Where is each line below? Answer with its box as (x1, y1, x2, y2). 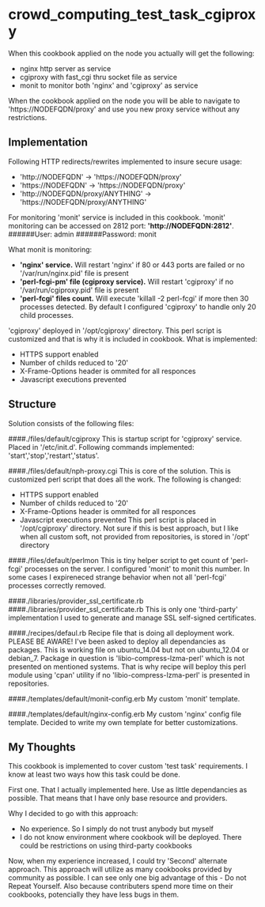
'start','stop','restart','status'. (8, 451, 100, 460)
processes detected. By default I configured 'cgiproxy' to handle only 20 (19, 302, 256, 312)
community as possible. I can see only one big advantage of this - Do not (8, 873, 247, 882)
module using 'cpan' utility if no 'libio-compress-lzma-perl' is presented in (8, 670, 251, 679)
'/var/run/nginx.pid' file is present (19, 268, 129, 278)
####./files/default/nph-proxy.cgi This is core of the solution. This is (8, 466, 231, 475)
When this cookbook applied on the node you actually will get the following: (8, 48, 255, 58)
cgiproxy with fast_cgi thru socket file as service (19, 72, 178, 81)
